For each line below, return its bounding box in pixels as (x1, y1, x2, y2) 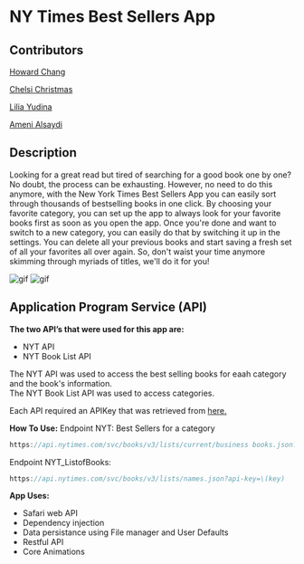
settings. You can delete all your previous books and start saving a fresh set (9, 236, 292, 247)
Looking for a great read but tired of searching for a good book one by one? (9, 169, 292, 180)
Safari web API (22, 508, 79, 519)
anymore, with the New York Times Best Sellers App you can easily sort (9, 188, 277, 199)
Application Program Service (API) (9, 300, 208, 315)
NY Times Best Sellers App (9, 6, 215, 27)
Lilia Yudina (9, 101, 52, 112)
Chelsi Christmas (9, 84, 73, 94)
